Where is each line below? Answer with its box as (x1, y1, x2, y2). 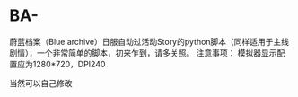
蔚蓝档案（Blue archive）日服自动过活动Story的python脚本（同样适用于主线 (9, 36, 290, 47)
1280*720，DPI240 (32, 58, 106, 69)
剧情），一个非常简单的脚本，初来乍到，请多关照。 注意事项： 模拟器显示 (9, 47, 277, 58)
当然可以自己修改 (9, 77, 73, 88)
